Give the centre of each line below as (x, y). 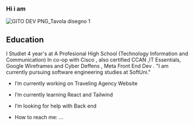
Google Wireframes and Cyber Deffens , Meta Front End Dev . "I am (87, 66)
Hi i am (16, 9)
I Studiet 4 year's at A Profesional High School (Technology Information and (97, 53)
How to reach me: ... (39, 117)
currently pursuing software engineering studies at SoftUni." (78, 72)
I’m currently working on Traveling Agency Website (76, 84)
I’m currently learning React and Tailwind (64, 95)
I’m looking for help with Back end (56, 106)
